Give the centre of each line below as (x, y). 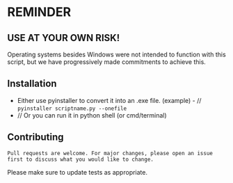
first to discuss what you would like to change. (81, 159)
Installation (32, 84)
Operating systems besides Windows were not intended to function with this (116, 54)
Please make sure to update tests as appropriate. (78, 172)
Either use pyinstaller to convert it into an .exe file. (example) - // (109, 100)
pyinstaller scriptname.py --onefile (72, 109)
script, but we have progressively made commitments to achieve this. (107, 62)
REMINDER (39, 12)
